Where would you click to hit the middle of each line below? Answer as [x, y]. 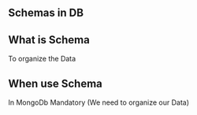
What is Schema [49, 40]
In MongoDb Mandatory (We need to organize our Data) [99, 102]
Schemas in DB [46, 13]
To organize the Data [42, 59]
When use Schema [55, 83]
